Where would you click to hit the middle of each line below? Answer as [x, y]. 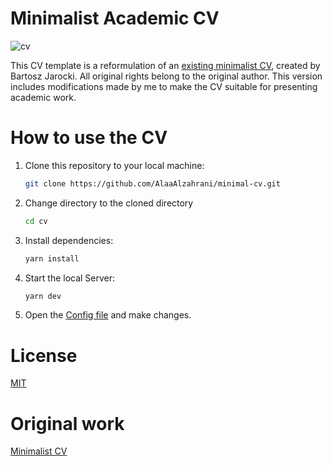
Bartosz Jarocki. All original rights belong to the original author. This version [166, 76]
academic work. [43, 97]
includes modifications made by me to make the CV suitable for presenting [164, 86]
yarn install [52, 258]
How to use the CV [89, 138]
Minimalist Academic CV [115, 18]
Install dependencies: [69, 240]
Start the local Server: [70, 278]
